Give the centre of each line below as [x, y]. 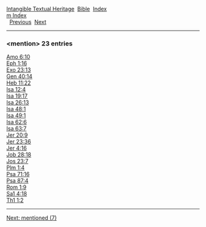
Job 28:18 [19, 155]
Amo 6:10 [18, 57]
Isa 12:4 [16, 90]
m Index [17, 15]
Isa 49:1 [16, 115]
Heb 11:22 [19, 83]
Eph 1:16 [17, 63]
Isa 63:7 [17, 129]
